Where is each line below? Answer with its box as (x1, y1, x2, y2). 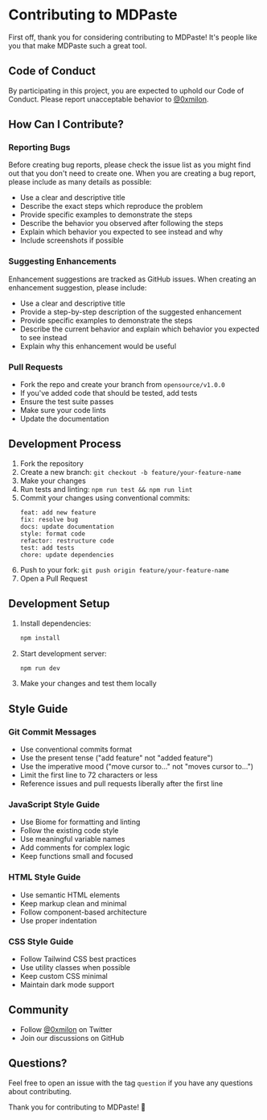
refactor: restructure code (19, 536, 114, 545)
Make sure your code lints (19, 406, 107, 415)
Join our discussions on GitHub (19, 1033, 125, 1043)
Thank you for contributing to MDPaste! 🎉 (8, 1102, 146, 1112)
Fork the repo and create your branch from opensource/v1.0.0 (19, 380, 225, 389)
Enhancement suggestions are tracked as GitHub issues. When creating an (8, 274, 257, 284)
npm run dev (19, 664, 60, 672)
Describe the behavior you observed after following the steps (19, 219, 224, 228)
